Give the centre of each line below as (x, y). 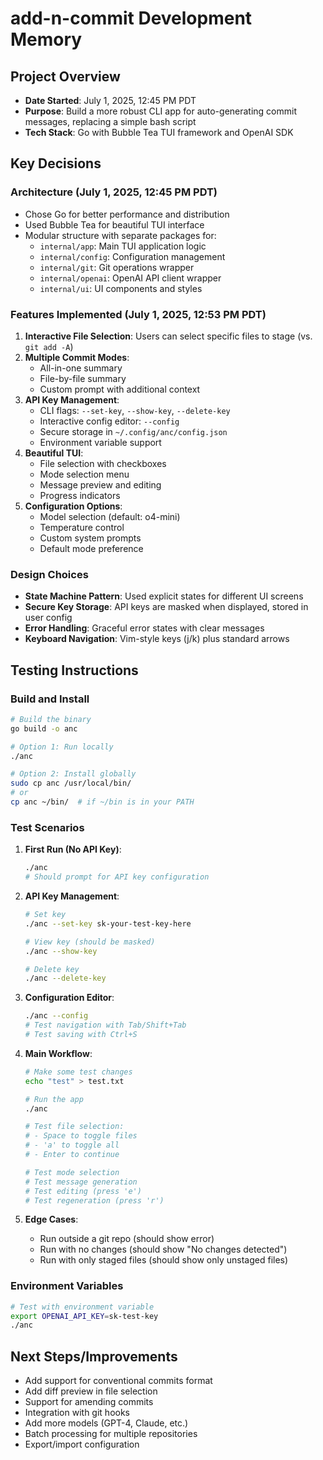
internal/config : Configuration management (132, 256)
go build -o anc (44, 728)
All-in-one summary (81, 368)
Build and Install (50, 699)
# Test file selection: (74, 1127)
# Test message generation (81, 1182)
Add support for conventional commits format (118, 1381)
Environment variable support (100, 442)
